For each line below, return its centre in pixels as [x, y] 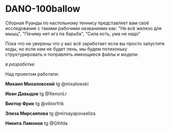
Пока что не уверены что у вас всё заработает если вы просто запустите [85, 43]
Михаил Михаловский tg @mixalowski [47, 84]
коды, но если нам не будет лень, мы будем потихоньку [66, 49]
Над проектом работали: [32, 74]
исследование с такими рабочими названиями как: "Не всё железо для [83, 28]
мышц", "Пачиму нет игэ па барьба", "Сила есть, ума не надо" [73, 34]
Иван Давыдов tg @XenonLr [36, 93]
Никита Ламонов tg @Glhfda [37, 123]
